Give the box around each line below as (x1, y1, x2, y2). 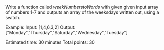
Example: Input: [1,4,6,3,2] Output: (5, 24, 76, 30)
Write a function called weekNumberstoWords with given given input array (5, 4, 159, 10)
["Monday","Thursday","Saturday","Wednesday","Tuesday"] (5, 30, 128, 35)
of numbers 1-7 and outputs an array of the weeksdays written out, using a (5, 9, 159, 15)
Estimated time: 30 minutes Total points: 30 (5, 39, 95, 45)
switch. (5, 15, 20, 20)
